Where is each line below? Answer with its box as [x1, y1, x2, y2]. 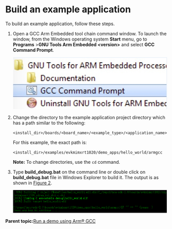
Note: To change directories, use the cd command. [12, 159, 121, 165]
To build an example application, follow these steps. [5, 21, 115, 27]
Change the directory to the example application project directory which [12, 114, 165, 120]
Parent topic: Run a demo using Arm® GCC [5, 218, 96, 224]
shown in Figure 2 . [12, 180, 52, 186]
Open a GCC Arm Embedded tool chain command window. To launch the [12, 30, 167, 36]
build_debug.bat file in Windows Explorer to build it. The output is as [12, 174, 159, 180]
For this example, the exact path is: [12, 139, 87, 145]
